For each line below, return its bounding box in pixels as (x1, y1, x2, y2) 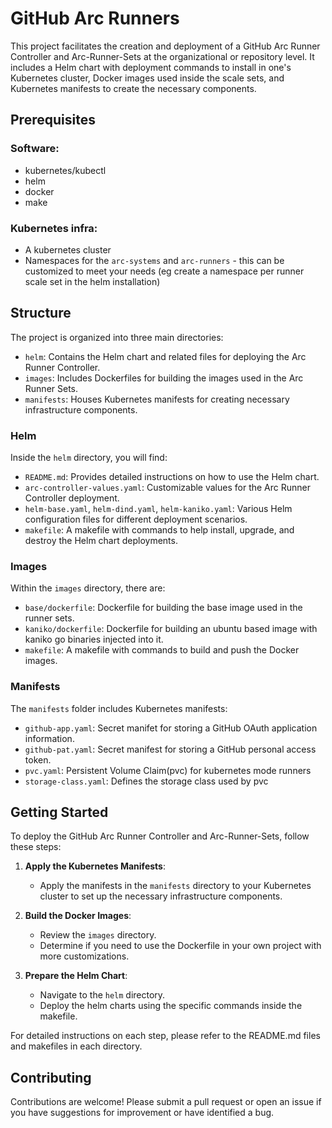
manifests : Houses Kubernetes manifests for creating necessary (24, 393, 290, 405)
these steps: (10, 841, 62, 853)
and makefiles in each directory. (10, 1040, 143, 1052)
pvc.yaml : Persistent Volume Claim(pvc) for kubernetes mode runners (24, 764, 312, 776)
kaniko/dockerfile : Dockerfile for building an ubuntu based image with (24, 623, 318, 635)
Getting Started (10, 804, 109, 821)
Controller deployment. (24, 492, 120, 504)
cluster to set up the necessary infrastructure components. (39, 890, 283, 902)
